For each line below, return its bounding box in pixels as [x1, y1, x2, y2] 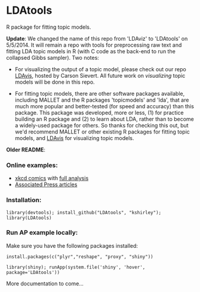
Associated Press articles [14, 181, 78, 188]
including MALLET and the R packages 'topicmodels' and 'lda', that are [14, 96, 189, 104]
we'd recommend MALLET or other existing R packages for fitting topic [14, 128, 190, 135]
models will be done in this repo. [14, 78, 95, 86]
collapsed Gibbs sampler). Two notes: [6, 54, 100, 61]
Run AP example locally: [6, 229, 78, 237]
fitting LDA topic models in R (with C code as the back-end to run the [6, 47, 176, 54]
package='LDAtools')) [6, 269, 60, 275]
